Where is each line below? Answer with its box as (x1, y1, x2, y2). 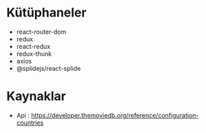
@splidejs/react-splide (16, 64, 81, 72)
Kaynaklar (6, 88, 66, 104)
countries (16, 119, 44, 127)
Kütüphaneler (6, 5, 87, 21)
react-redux (16, 42, 51, 50)
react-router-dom (16, 28, 67, 36)
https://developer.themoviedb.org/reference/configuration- (31, 111, 199, 119)
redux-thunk (16, 50, 52, 58)
